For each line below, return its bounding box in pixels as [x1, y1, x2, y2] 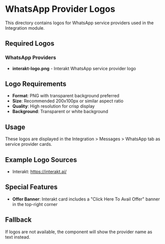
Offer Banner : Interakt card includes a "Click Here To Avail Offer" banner [12, 196, 160, 202]
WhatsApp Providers [5, 54, 57, 61]
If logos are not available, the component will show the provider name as [5, 229, 153, 235]
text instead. [5, 234, 31, 240]
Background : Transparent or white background [12, 109, 108, 115]
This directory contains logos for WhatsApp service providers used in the [5, 20, 154, 26]
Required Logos [5, 40, 55, 48]
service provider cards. [5, 141, 53, 147]
